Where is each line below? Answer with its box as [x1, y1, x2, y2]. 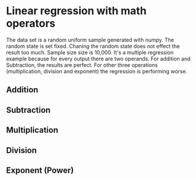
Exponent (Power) [6, 165, 74, 175]
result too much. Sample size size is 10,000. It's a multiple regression [6, 49, 174, 56]
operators [6, 17, 56, 30]
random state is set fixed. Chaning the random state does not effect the [6, 43, 180, 50]
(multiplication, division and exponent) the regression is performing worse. [6, 67, 188, 75]
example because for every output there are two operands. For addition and [6, 55, 191, 62]
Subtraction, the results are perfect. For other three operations [6, 61, 158, 69]
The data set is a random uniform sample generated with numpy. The [6, 36, 174, 43]
